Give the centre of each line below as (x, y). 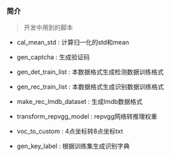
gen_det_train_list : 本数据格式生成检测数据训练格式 (90, 72)
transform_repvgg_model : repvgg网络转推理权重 (87, 117)
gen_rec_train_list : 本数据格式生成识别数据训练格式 (90, 87)
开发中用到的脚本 (48, 28)
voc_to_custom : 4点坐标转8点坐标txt (70, 131)
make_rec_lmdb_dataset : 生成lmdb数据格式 (80, 102)
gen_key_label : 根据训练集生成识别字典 (73, 146)
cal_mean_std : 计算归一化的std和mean (73, 43)
